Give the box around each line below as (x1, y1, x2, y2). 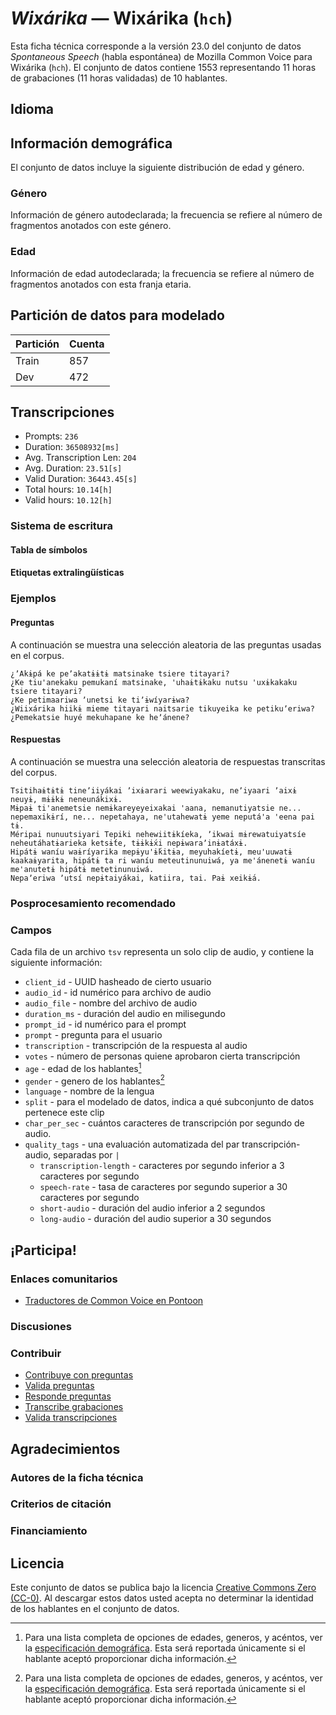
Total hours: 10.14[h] (24, 483, 113, 496)
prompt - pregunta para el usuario (24, 1029, 163, 1041)
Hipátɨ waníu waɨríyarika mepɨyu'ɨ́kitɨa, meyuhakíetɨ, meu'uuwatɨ (10, 847, 293, 857)
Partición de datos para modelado (10, 307, 225, 324)
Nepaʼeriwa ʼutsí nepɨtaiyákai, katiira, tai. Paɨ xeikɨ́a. (10, 873, 262, 883)
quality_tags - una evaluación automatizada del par (24, 1138, 240, 1151)
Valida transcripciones (24, 1412, 118, 1424)
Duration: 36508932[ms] (24, 441, 120, 453)
